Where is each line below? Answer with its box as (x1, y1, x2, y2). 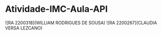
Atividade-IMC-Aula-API (5, 3, 108, 15)
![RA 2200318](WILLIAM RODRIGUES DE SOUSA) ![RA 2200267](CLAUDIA (5, 20, 157, 26)
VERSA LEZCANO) (5, 25, 43, 31)
